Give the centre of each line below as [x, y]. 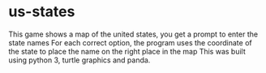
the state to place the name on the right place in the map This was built [127, 51]
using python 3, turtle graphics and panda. [79, 60]
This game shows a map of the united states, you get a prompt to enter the [133, 34]
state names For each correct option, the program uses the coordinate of [131, 42]
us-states [42, 12]
